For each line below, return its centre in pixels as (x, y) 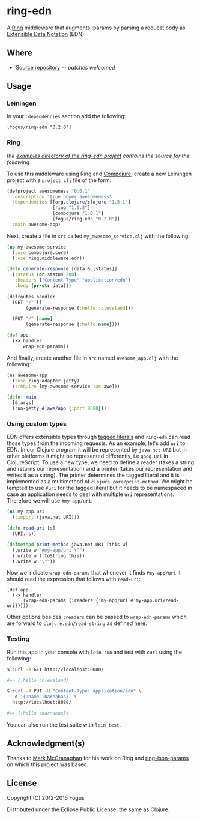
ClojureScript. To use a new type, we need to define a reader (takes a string (101, 462)
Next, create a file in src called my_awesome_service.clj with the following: (98, 236)
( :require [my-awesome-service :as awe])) (66, 386)
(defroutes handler (31, 297)
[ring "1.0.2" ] (71, 208)
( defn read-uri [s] (31, 528)
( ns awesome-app (27, 375)
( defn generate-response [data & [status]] (62, 269)
